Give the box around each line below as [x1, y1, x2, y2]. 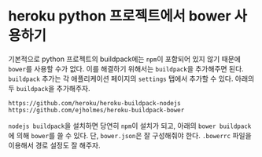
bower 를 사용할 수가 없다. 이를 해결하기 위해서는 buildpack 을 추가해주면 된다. [8, 64, 244, 73]
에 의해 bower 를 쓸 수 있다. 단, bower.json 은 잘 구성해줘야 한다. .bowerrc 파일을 [8, 130, 252, 140]
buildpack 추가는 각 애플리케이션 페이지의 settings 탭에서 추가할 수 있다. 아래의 [8, 74, 255, 83]
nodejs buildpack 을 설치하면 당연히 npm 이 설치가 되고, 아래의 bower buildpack [8, 121, 252, 130]
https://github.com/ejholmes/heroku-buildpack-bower [8, 106, 185, 114]
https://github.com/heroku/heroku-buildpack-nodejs [8, 99, 181, 107]
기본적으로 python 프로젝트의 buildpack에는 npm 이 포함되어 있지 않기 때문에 [8, 54, 242, 64]
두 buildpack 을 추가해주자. [8, 83, 90, 93]
